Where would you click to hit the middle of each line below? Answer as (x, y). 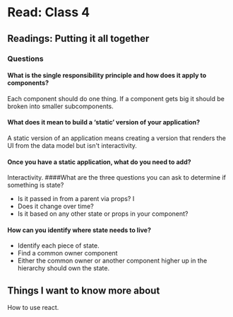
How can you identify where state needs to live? (79, 230)
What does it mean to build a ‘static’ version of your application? (104, 122)
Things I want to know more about (84, 290)
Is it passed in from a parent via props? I (76, 199)
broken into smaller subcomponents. (61, 106)
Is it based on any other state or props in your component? (103, 214)
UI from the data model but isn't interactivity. (72, 145)
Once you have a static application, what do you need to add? (100, 162)
